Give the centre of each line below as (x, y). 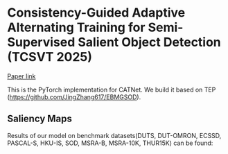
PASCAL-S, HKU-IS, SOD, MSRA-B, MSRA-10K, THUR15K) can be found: (110, 143)
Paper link (21, 76)
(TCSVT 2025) (50, 57)
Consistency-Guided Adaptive (96, 13)
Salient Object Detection (149, 42)
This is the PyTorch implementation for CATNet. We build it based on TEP (112, 89)
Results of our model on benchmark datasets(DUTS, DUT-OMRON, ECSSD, (114, 135)
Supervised (41, 42)
